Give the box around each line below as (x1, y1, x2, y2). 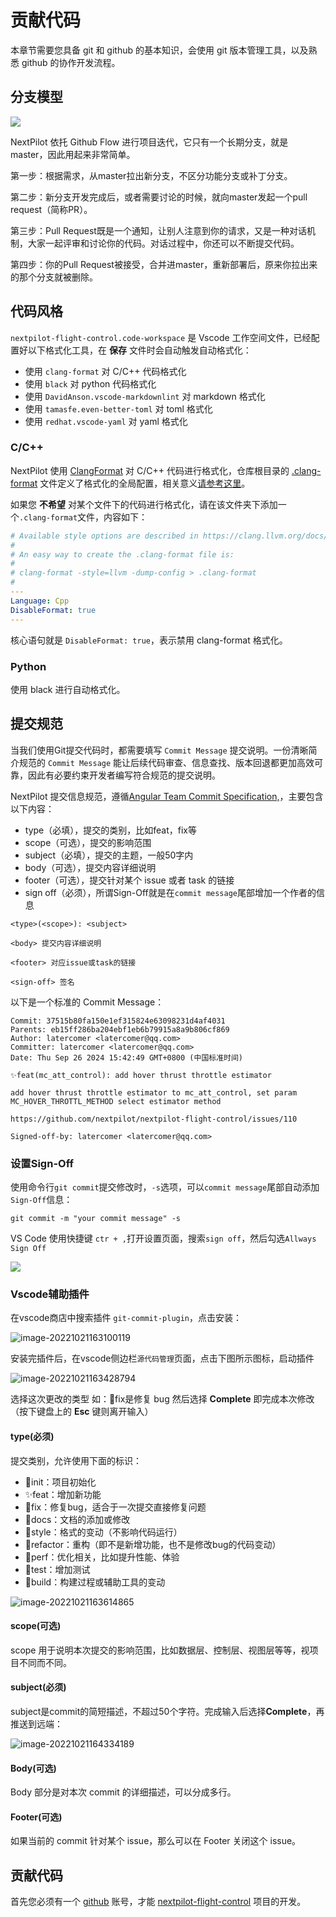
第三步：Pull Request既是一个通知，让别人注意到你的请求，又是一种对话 (10, 224, 307, 236)
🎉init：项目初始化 (24, 1476, 97, 1488)
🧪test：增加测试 (24, 1563, 91, 1575)
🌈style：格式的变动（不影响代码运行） (24, 1526, 183, 1538)
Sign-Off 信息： (10, 1194, 73, 1206)
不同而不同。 (18, 1656, 72, 1668)
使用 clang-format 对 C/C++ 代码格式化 (24, 365, 187, 377)
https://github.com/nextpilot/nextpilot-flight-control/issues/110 (10, 1114, 298, 1124)
